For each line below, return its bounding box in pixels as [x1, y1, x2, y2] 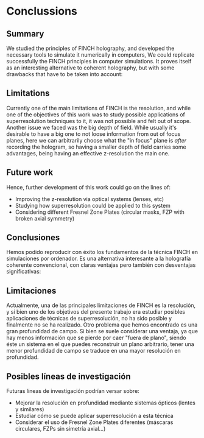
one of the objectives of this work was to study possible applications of [6, 111, 186, 118]
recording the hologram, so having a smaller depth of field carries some [6, 143, 187, 150]
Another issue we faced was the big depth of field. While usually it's [6, 124, 177, 131]
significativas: [6, 268, 41, 275]
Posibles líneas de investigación [6, 371, 131, 381]
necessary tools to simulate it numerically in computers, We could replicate [6, 51, 195, 58]
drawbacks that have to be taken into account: [6, 71, 123, 77]
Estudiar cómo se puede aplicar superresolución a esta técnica [15, 412, 174, 420]
